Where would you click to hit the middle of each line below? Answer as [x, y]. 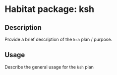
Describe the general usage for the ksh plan [49, 67]
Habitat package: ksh [50, 9]
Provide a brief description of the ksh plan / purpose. [58, 39]
